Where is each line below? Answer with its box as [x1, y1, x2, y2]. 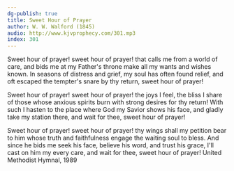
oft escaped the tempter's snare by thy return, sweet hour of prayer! [7, 77, 204, 85]
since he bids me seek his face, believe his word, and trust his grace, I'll [7, 141, 214, 149]
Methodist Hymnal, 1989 [7, 156, 78, 164]
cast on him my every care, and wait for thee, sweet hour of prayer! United [7, 149, 222, 157]
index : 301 [7, 36, 39, 43]
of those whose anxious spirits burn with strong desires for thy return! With [7, 98, 224, 106]
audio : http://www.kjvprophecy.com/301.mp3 [7, 29, 136, 37]
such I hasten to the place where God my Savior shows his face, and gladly [7, 106, 224, 114]
